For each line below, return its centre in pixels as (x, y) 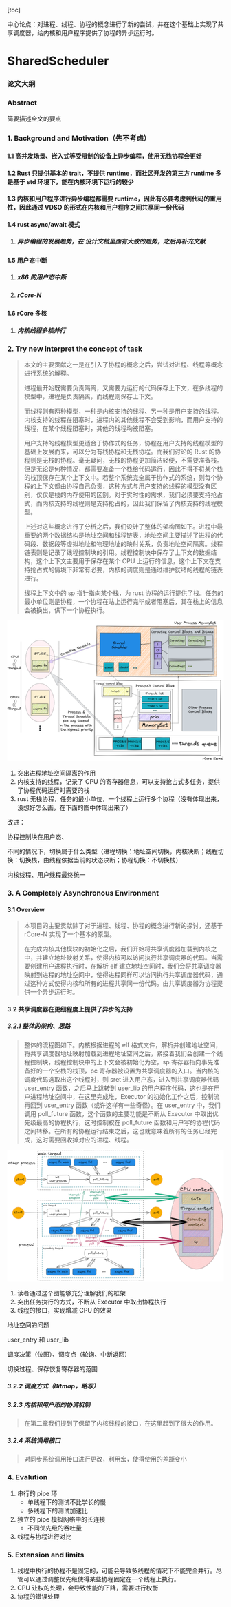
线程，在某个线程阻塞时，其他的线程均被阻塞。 (90, 428)
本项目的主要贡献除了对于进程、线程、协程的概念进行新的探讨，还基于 (123, 926)
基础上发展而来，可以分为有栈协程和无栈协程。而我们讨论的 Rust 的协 (122, 452)
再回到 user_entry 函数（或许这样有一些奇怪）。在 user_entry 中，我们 (122, 1105)
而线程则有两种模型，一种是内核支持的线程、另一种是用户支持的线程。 (123, 411)
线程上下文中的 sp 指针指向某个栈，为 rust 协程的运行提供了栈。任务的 (124, 593)
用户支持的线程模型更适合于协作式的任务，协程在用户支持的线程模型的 (123, 443)
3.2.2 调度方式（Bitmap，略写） (53, 1386)
